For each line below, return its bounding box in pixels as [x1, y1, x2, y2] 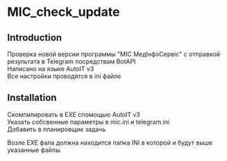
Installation [7, 92, 57, 104]
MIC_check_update [7, 4, 120, 20]
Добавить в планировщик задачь [7, 125, 106, 133]
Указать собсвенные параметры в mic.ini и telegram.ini [7, 117, 170, 126]
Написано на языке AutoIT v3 [7, 65, 94, 73]
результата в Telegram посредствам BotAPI [7, 57, 136, 66]
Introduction [7, 32, 62, 44]
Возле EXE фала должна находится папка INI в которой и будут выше [7, 138, 213, 146]
